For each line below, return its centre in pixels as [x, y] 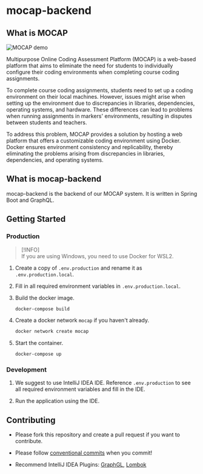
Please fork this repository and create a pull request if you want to [98, 435]
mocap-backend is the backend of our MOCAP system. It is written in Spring [102, 193]
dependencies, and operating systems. [55, 160]
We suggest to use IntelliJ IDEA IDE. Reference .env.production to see [103, 383]
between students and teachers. [47, 122]
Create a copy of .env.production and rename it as [78, 268]
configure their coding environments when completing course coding [93, 72]
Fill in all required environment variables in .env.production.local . [98, 286]
